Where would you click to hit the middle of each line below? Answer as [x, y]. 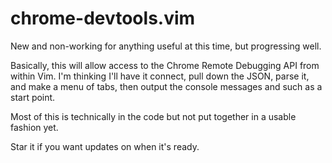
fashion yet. [34, 127]
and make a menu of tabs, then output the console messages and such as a [166, 86]
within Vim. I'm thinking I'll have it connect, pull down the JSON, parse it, [160, 76]
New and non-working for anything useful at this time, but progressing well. [166, 46]
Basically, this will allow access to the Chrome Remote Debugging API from [165, 65]
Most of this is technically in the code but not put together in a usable [153, 116]
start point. [33, 97]
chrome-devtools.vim [103, 18]
